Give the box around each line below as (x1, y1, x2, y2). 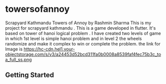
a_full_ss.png (5, 56, 32, 62)
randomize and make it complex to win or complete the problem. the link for (5, 41, 161, 46)
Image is (5, 46, 23, 52)
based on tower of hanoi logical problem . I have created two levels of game (5, 30, 161, 36)
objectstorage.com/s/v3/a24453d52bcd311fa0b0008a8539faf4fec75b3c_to (5, 51, 161, 57)
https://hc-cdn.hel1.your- (23, 46, 75, 52)
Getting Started (5, 71, 54, 80)
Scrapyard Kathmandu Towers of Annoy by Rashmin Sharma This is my (5, 20, 152, 26)
